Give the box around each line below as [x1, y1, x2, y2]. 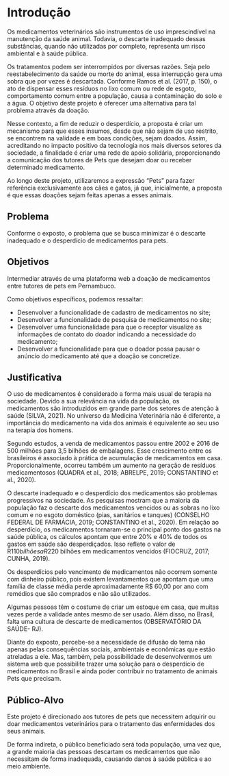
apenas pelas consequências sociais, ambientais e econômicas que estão [7, 645, 215, 653]
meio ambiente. [7, 762, 51, 771]
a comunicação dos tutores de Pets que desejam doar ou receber [7, 155, 192, 164]
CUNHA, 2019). [7, 555, 51, 563]
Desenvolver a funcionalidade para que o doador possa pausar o [16, 345, 200, 353]
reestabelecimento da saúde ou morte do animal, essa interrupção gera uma [7, 70, 223, 78]
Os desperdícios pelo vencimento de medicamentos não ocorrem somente [7, 568, 217, 576]
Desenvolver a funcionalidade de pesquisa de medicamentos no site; [16, 315, 212, 323]
